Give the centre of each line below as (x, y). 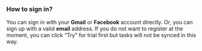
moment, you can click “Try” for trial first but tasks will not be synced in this (101, 35)
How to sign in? (30, 9)
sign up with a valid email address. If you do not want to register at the (95, 29)
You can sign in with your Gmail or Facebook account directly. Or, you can (100, 22)
